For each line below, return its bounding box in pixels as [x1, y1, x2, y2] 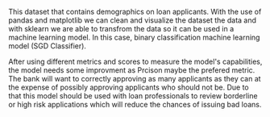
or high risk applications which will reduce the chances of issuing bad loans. [8, 100, 262, 109]
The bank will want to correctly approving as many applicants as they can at [8, 74, 261, 83]
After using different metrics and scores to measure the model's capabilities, [8, 56, 263, 66]
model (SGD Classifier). [8, 41, 87, 51]
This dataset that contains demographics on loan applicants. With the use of [8, 7, 262, 16]
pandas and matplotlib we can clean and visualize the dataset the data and [8, 15, 256, 25]
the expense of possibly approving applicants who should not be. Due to [8, 82, 249, 92]
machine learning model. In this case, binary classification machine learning [8, 32, 260, 42]
